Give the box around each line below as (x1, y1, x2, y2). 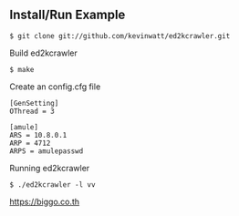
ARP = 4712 (9, 139, 51, 148)
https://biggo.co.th (9, 196, 80, 207)
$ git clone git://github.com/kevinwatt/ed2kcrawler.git (9, 31, 231, 40)
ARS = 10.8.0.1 (9, 130, 68, 139)
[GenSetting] (9, 98, 59, 108)
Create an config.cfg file (9, 81, 101, 92)
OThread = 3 (9, 107, 55, 116)
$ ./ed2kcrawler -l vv (9, 180, 96, 190)
